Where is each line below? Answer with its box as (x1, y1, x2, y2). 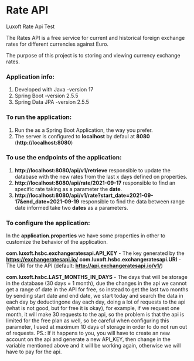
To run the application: (6, 113, 72, 121)
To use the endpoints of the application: (6, 154, 122, 162)
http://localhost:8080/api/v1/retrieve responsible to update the (14, 166, 171, 173)
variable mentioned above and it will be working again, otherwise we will (6, 342, 181, 349)
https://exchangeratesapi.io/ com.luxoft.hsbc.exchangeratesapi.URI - (6, 256, 182, 263)
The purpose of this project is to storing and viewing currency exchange (6, 52, 181, 59)
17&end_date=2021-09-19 (14, 197, 80, 205)
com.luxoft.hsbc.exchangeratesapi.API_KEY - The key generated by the (6, 250, 185, 257)
